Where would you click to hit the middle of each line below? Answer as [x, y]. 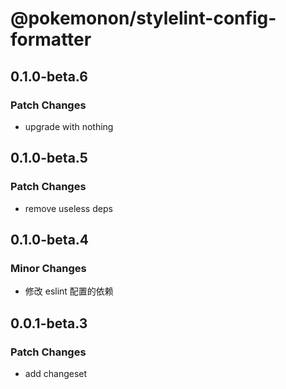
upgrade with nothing [69, 126]
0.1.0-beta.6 [49, 76]
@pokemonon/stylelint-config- [143, 18]
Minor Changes [48, 268]
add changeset [56, 373]
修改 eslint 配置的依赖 [69, 291]
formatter [51, 39]
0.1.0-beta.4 [50, 239]
